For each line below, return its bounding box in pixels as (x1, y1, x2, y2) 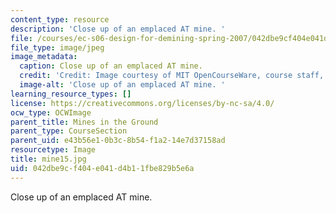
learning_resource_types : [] (10, 89, 132, 99)
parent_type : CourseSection (10, 126, 128, 136)
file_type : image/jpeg (10, 42, 105, 53)
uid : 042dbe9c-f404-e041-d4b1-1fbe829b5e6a (10, 163, 195, 173)
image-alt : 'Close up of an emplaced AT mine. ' (19, 80, 226, 90)
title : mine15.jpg (10, 154, 87, 164)
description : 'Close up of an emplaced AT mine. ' (10, 24, 226, 34)
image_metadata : (10, 52, 78, 62)
